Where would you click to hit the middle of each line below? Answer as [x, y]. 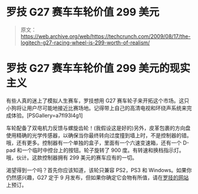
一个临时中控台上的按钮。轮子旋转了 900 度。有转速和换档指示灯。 [103, 150]
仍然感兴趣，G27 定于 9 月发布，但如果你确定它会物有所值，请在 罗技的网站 [98, 177]
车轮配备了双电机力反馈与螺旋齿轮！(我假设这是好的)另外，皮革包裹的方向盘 [98, 128]
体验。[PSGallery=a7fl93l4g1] [47, 115]
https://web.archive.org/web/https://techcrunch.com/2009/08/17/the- [105, 36]
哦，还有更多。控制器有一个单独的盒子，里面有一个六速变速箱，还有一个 [94, 143]
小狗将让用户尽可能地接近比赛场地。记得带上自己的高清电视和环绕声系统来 [96, 108]
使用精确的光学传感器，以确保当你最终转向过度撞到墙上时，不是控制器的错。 [99, 135]
